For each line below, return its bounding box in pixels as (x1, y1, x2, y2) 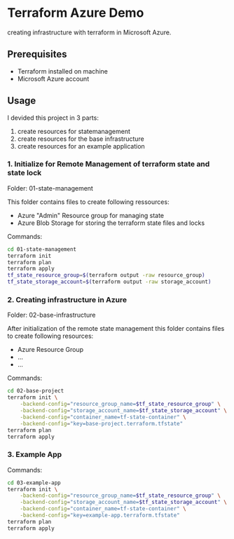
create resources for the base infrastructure (17, 135, 145, 143)
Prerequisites (7, 48, 67, 60)
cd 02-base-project (7, 388, 64, 395)
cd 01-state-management (7, 245, 77, 253)
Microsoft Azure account (17, 74, 90, 83)
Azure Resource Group (17, 346, 84, 354)
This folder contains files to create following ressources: (7, 198, 170, 206)
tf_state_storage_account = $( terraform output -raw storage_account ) (7, 278, 212, 285)
